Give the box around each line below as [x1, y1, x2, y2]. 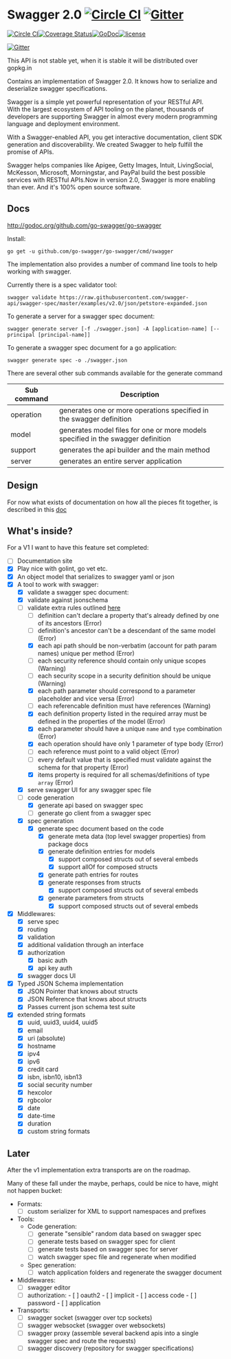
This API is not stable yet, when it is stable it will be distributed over [7, 56, 198, 65]
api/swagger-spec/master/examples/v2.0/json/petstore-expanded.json [7, 300, 208, 307]
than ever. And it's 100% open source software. [7, 183, 142, 191]
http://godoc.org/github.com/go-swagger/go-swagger [7, 221, 162, 229]
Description [120, 389, 159, 399]
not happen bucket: [7, 1187, 63, 1195]
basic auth [37, 956, 67, 964]
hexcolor [27, 1088, 53, 1097]
